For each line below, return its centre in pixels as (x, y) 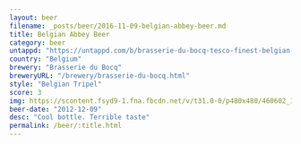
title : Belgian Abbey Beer (60, 34)
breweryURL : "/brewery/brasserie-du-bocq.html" (100, 76)
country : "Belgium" (46, 59)
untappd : (26, 51)
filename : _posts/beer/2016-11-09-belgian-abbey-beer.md (118, 26)
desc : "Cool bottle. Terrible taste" (80, 117)
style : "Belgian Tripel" (56, 84)
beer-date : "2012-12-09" (56, 109)
